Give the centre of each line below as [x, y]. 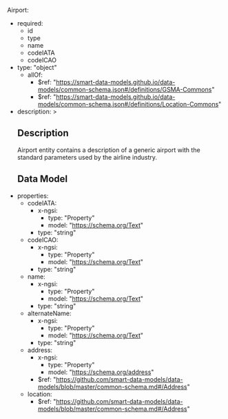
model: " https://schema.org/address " [101, 372]
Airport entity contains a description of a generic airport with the [109, 150]
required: [30, 23]
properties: [33, 196]
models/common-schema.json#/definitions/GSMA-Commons [125, 90]
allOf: [35, 75]
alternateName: [49, 313]
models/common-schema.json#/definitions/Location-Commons [128, 104]
